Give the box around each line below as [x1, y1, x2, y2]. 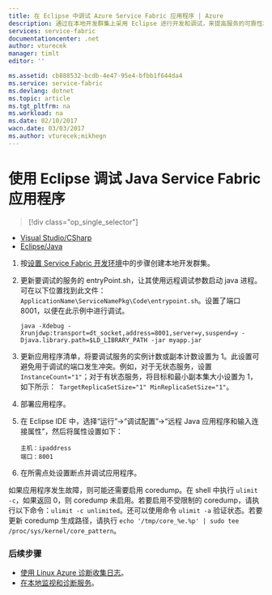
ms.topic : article [8, 94, 70, 102]
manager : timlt [8, 49, 60, 58]
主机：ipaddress [19, 443, 71, 452]
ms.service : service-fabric [8, 79, 104, 88]
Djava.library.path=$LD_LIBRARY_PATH [19, 336, 148, 345]
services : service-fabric [8, 27, 96, 35]
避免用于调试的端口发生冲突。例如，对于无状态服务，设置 [19, 362, 212, 371]
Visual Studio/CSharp [19, 233, 92, 242]
